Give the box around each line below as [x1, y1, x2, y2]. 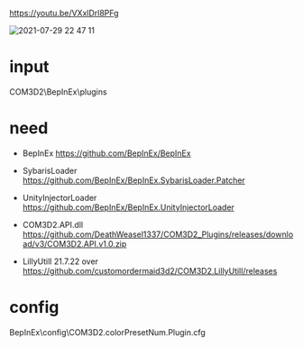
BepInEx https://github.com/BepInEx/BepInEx [22, 148, 191, 159]
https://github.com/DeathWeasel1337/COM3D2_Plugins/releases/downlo [22, 229, 294, 240]
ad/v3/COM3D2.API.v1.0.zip [22, 238, 127, 249]
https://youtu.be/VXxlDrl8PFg [9, 8, 119, 18]
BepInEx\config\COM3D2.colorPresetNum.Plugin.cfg [9, 326, 206, 337]
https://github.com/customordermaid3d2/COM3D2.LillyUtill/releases [22, 265, 278, 276]
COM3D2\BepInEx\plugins [9, 86, 107, 97]
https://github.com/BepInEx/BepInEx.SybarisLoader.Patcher [22, 175, 245, 186]
